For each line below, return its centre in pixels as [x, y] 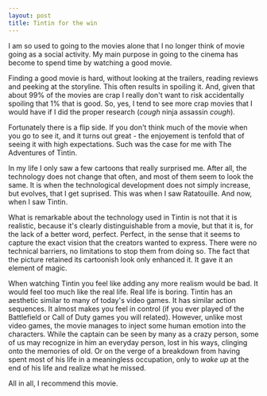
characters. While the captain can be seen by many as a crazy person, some [133, 334]
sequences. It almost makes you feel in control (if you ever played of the [126, 309]
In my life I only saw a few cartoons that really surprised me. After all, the [128, 168]
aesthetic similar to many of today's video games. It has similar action [122, 300]
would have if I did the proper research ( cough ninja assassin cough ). [122, 111]
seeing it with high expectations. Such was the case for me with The [120, 144]
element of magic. [38, 268]
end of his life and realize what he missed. [77, 367]
